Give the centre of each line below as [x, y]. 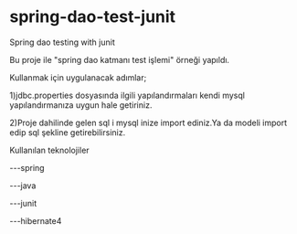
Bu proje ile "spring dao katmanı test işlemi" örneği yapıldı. [120, 59]
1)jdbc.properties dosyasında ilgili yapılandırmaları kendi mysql [127, 95]
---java [23, 186]
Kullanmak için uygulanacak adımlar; [78, 77]
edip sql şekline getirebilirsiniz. [68, 132]
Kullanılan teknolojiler [49, 150]
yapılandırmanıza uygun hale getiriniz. [81, 105]
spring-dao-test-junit [93, 17]
